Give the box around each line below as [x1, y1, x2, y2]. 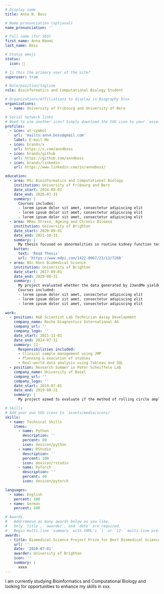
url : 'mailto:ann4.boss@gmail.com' [14, 133, 86, 138]
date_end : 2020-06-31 [14, 274, 58, 279]
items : [14, 424, 27, 429]
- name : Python [18, 428, 49, 434]
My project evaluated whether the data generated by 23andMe [18, 283, 145, 288]
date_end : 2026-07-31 [14, 192, 58, 197]
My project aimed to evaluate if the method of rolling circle [18, 397, 150, 402]
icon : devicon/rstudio [22, 460, 69, 466]
